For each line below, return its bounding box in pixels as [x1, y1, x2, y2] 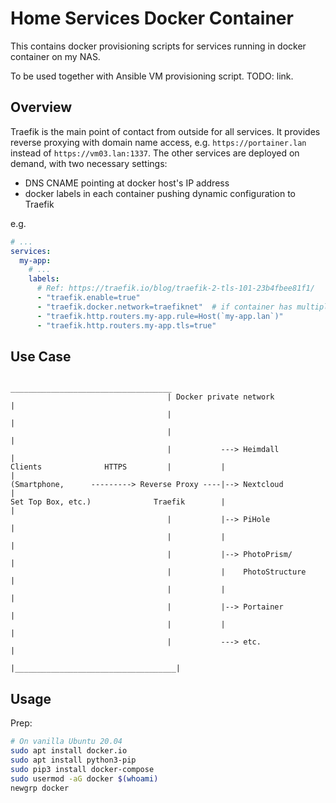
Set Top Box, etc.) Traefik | [10, 497, 226, 507]
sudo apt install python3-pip [10, 755, 137, 765]
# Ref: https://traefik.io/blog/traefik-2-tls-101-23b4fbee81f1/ [36, 283, 315, 294]
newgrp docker [10, 783, 70, 793]
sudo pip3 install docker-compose [10, 764, 155, 774]
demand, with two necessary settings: [10, 157, 168, 169]
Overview [10, 99, 73, 116]
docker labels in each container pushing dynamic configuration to [24, 187, 296, 199]
